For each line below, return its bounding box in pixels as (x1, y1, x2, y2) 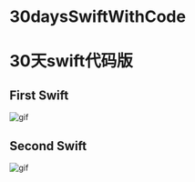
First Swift (9, 87, 69, 103)
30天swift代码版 (9, 51, 134, 72)
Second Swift (9, 138, 87, 154)
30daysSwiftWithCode (9, 6, 187, 27)
